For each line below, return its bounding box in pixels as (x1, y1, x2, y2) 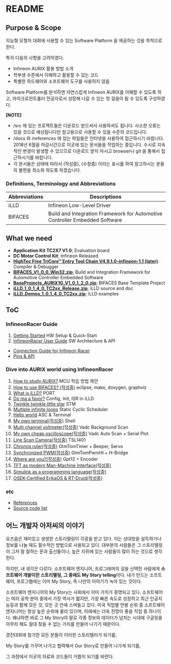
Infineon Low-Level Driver (48, 202, 111, 209)
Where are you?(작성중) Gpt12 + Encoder (13, 456, 98, 462)
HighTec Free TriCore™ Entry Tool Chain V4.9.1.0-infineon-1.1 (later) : (13, 258, 159, 264)
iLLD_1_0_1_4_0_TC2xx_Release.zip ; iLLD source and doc (13, 285, 133, 291)
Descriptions (90, 193, 122, 200)
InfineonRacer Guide (6, 321, 58, 328)
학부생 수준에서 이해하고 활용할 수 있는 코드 (13, 72, 99, 78)
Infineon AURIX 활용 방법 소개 (13, 66, 74, 71)
